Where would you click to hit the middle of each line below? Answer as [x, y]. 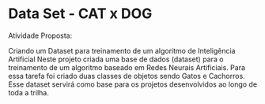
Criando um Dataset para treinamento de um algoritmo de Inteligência [122, 50]
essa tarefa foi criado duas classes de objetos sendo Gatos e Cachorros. [127, 76]
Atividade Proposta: [40, 35]
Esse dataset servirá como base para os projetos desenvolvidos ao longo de [133, 84]
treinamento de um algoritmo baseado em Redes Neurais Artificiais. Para [127, 67]
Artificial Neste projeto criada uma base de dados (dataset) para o [116, 59]
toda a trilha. [28, 92]
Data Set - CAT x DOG [80, 14]
